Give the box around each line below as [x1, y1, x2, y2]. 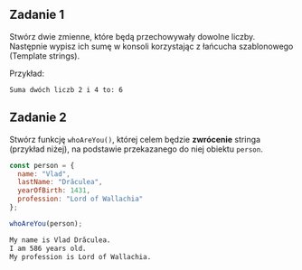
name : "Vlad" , [17, 169, 71, 179]
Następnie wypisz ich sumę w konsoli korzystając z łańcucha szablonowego [9, 41, 294, 51]
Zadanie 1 [9, 7, 65, 23]
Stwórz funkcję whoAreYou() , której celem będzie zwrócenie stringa [9, 134, 260, 144]
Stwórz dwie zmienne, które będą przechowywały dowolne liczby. [9, 31, 256, 42]
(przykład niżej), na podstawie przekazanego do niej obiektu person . [9, 144, 264, 154]
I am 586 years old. [9, 244, 88, 253]
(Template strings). [9, 50, 80, 61]
